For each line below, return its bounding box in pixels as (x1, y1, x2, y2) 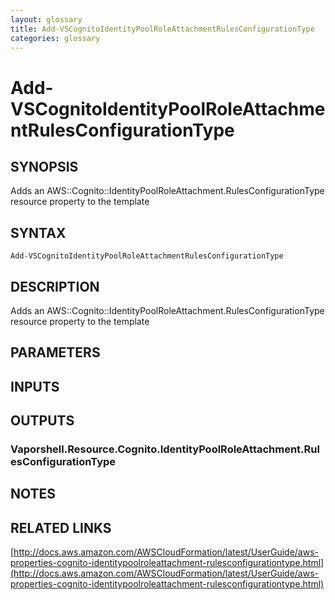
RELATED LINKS (10, 519, 112, 536)
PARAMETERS (10, 344, 101, 361)
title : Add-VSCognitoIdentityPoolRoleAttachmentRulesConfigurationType (10, 24, 315, 34)
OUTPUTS (10, 412, 75, 430)
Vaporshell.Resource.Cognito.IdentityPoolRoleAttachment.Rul (10, 442, 320, 456)
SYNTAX (10, 224, 67, 241)
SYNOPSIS (10, 158, 79, 175)
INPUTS (10, 378, 60, 395)
